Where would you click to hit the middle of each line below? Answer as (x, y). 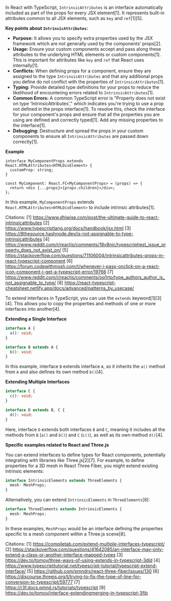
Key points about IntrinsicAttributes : (47, 28)
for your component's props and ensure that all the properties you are (86, 114)
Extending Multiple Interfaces (38, 382)
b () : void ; (21, 352)
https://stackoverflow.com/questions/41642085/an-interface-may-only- (88, 549)
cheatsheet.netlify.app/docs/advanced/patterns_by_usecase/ (70, 288)
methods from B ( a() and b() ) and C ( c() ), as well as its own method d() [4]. (84, 435)
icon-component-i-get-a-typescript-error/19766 (56, 272)
